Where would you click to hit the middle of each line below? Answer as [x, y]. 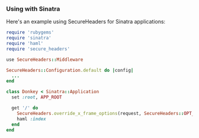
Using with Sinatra [33, 9]
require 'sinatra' [29, 38]
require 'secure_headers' [38, 49]
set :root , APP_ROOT [37, 97]
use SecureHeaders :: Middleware [45, 60]
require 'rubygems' [30, 32]
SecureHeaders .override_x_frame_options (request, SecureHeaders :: [100, 113]
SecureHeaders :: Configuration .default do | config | [70, 70]
